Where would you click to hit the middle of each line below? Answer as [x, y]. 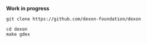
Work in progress [28, 8]
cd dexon [17, 29]
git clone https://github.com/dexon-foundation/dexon [74, 19]
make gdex [18, 34]
